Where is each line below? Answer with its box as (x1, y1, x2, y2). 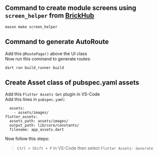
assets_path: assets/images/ (9, 119, 69, 124)
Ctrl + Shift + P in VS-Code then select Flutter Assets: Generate (17, 145, 153, 151)
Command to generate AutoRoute (5, 38, 109, 46)
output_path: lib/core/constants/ (9, 123, 79, 128)
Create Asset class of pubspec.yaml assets (5, 78, 140, 87)
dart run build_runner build (5, 65, 64, 70)
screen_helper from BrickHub (5, 12, 94, 20)
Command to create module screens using (5, 4, 137, 12)
